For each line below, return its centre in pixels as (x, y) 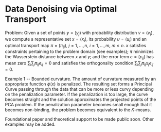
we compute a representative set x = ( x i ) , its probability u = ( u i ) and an (76, 40)
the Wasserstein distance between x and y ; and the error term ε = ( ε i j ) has (80, 58)
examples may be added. (30, 124)
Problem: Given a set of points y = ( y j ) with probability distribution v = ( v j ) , (80, 33)
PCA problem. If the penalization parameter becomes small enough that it (79, 104)
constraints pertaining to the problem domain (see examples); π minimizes (80, 51)
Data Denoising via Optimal (61, 9)
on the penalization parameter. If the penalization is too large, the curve (77, 94)
